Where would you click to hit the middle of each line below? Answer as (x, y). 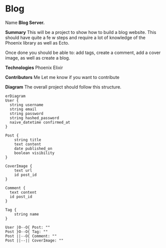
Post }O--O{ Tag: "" (27, 231)
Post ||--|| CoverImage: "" (34, 240)
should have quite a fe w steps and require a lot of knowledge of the (75, 37)
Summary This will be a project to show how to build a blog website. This (81, 32)
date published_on (33, 148)
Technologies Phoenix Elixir (34, 67)
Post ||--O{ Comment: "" (31, 236)
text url (23, 170)
